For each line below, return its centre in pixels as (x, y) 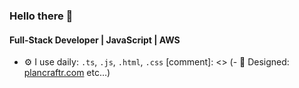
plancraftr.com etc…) (67, 73)
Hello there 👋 (41, 16)
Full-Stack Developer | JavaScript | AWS (95, 40)
